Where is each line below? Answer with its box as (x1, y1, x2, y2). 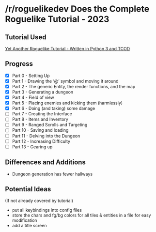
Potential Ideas (5, 185, 51, 193)
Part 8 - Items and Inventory (12, 116, 69, 122)
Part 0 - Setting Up (12, 73, 50, 78)
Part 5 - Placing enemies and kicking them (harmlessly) (12, 100, 123, 106)
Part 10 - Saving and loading (12, 127, 69, 133)
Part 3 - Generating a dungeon (12, 89, 74, 95)
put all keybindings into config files (12, 207, 82, 213)
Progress (5, 60, 33, 68)
